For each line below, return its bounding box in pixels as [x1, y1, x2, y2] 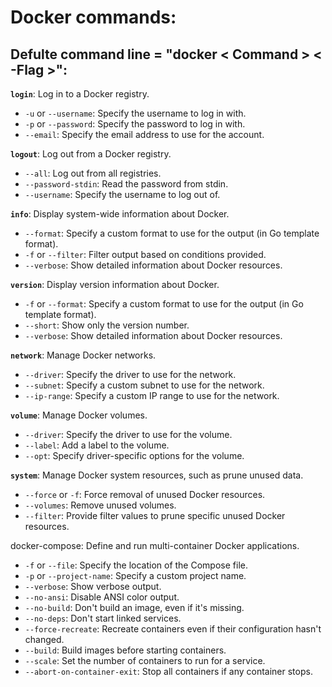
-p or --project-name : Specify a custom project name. [24, 570, 247, 581]
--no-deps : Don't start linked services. [24, 612, 182, 624]
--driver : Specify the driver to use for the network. [24, 369, 237, 380]
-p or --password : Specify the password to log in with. [24, 118, 246, 130]
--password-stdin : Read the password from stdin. [24, 178, 229, 190]
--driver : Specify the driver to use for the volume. [24, 429, 233, 440]
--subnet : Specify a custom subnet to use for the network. [24, 379, 265, 391]
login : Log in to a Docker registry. [10, 88, 150, 100]
